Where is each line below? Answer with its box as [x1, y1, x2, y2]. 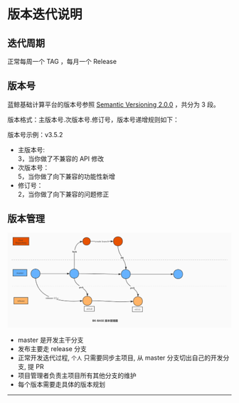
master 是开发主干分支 [17, 335, 84, 344]
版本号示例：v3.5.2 [7, 130, 63, 139]
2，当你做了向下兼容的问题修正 [17, 190, 110, 198]
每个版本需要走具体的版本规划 [17, 380, 105, 388]
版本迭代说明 [7, 6, 83, 23]
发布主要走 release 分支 [17, 344, 87, 353]
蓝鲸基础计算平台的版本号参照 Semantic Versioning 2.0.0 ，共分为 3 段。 [7, 100, 221, 109]
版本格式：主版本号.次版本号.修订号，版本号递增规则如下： [7, 115, 180, 124]
